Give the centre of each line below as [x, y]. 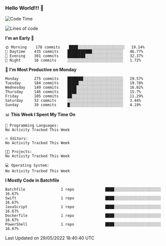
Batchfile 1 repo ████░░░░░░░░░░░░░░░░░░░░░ [83, 190]
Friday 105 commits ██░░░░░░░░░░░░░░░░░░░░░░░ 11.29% [74, 96]
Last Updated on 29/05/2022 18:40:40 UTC [50, 238]
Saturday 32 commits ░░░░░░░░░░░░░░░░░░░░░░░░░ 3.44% [73, 101]
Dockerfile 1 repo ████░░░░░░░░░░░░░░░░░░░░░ [83, 216]
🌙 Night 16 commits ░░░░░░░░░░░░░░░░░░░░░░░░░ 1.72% [73, 60]
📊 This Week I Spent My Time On [40, 115]
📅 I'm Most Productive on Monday [41, 70]
